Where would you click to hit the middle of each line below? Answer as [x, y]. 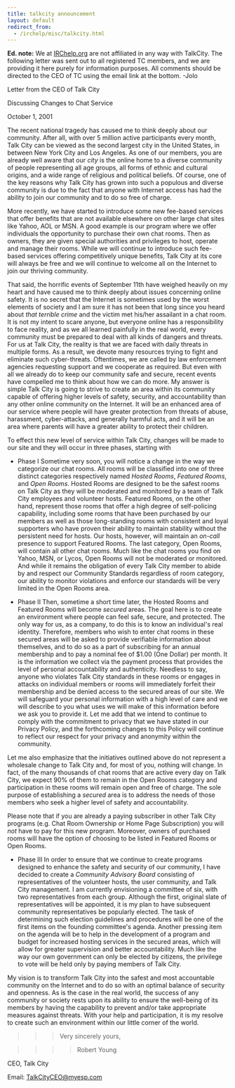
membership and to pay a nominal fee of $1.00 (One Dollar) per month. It [122, 654]
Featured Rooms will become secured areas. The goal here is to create [120, 610]
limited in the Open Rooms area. [63, 589]
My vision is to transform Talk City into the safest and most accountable [111, 978]
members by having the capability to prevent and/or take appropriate [107, 1008]
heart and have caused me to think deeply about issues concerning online [114, 292]
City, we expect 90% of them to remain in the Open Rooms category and [112, 780]
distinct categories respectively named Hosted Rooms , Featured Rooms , [122, 476]
